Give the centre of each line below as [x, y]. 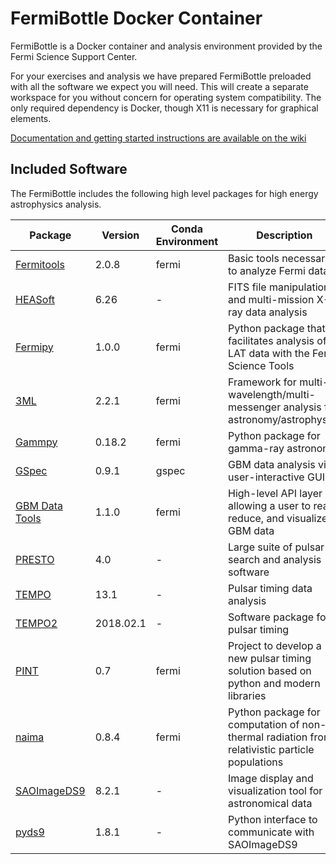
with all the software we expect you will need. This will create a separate [159, 86]
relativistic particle [271, 749]
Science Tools [261, 365]
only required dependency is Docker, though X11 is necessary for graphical [164, 108]
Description [284, 235]
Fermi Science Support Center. [74, 56]
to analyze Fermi [267, 270]
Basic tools [254, 258]
